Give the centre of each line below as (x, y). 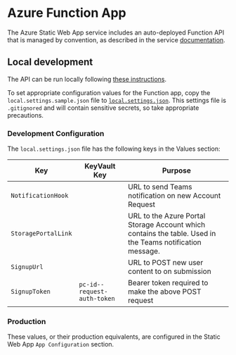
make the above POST (164, 292)
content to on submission (170, 271)
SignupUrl (27, 267)
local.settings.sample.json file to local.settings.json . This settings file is (117, 100)
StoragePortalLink (41, 233)
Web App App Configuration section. (61, 344)
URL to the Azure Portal (166, 216)
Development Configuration (56, 133)
